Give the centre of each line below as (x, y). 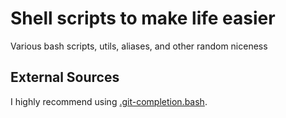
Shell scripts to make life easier (143, 18)
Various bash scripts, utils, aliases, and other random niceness (139, 46)
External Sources (65, 77)
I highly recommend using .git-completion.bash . (109, 101)
